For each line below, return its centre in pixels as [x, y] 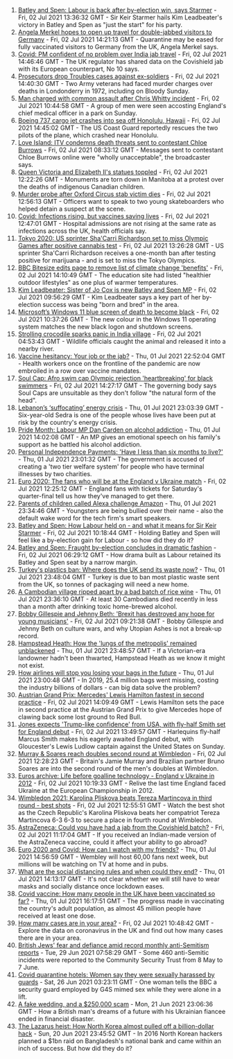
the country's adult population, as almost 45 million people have [110, 908]
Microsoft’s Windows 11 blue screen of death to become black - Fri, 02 [118, 312]
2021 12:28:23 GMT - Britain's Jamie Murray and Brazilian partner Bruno [121, 761]
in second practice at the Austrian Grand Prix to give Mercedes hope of [120, 709]
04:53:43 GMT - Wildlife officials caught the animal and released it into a [122, 341]
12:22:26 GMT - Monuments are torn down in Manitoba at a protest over [121, 179]
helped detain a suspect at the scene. [72, 209]
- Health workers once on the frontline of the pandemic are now [109, 364]
